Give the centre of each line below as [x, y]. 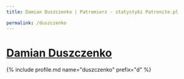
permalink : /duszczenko [37, 23]
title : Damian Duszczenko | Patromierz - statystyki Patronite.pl [92, 12]
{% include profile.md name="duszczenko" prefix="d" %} [79, 70]
